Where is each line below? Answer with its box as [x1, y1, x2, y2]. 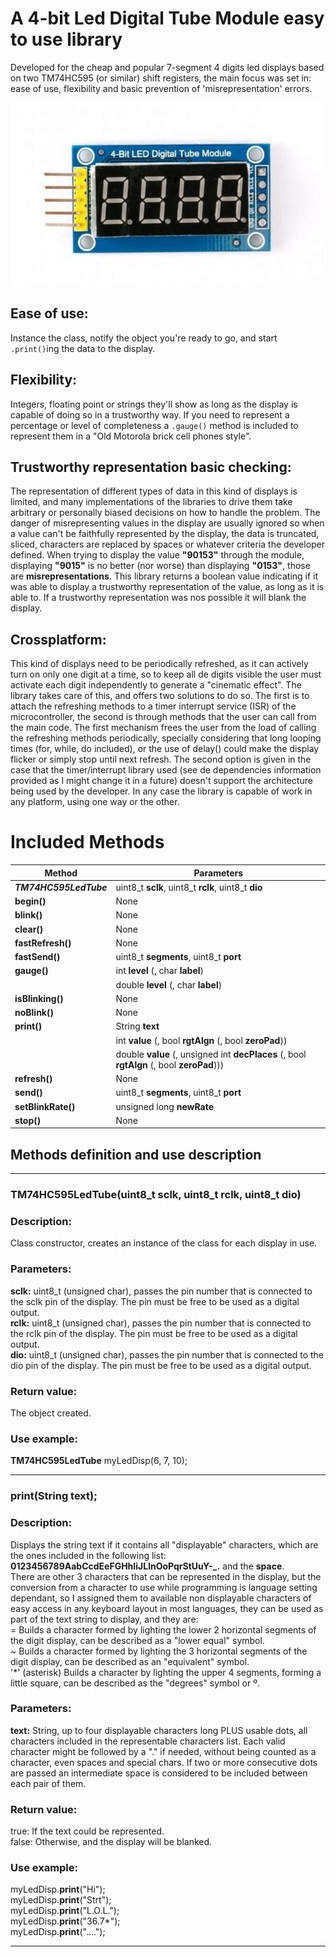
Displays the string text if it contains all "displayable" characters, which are [10, 1538, 319, 1551]
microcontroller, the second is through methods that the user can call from [10, 711, 317, 723]
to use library [10, 28, 123, 51]
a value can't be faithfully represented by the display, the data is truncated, [10, 528, 320, 540]
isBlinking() [14, 992, 64, 1004]
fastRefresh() [14, 937, 72, 949]
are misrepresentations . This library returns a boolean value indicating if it [10, 570, 319, 582]
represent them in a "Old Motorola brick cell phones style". [10, 430, 252, 442]
